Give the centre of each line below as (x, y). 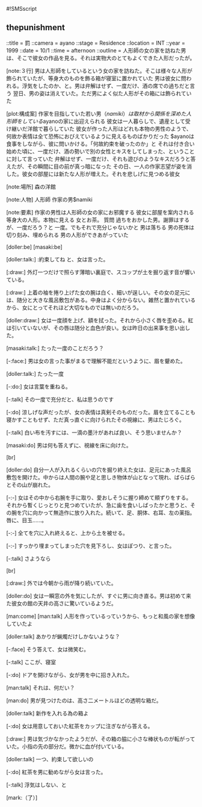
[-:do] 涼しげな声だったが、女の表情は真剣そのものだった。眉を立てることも (101, 412)
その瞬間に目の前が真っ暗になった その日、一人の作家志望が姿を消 (109, 166)
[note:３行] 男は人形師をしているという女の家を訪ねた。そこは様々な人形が (99, 70)
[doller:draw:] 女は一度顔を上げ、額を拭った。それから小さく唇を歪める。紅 (100, 320)
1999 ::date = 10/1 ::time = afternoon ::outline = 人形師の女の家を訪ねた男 (96, 50)
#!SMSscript (22, 9)
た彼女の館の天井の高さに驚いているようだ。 (62, 603)
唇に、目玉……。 (26, 520)
